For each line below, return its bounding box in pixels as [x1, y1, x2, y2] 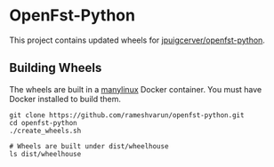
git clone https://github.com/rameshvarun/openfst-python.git [9, 110, 245, 120]
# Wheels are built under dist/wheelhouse [9, 141, 169, 151]
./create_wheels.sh [9, 126, 82, 135]
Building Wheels [9, 60, 102, 76]
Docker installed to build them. [9, 93, 122, 104]
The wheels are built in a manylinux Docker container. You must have [9, 83, 262, 94]
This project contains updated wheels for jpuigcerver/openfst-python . [9, 35, 265, 45]
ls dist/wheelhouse [9, 149, 82, 158]
